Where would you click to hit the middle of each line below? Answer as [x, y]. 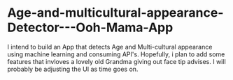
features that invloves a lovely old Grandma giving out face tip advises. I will [116, 61]
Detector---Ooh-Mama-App [90, 27]
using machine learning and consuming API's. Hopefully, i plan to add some [116, 54]
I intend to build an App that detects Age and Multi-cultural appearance [110, 47]
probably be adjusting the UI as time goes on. [73, 69]
